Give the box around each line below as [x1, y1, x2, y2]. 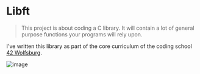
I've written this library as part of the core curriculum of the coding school [6, 42, 192, 50]
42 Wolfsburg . [6, 49, 43, 56]
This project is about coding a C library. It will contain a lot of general [21, 24, 195, 32]
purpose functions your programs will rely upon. [21, 30, 143, 38]
